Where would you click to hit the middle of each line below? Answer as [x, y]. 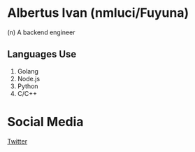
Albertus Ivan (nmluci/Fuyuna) [98, 13]
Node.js [29, 78]
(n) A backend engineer [41, 32]
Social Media [45, 122]
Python [28, 86]
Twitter [17, 141]
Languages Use [42, 54]
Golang [28, 71]
